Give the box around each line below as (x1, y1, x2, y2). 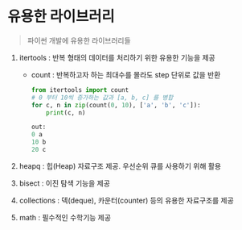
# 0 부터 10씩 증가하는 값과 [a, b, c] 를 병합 (31, 94, 174, 102)
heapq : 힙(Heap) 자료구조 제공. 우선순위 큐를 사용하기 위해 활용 (18, 161, 222, 170)
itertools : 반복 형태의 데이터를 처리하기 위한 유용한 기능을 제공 (18, 52, 216, 62)
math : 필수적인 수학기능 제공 (18, 212, 112, 222)
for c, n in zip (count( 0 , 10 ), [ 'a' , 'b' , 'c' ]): (31, 101, 202, 109)
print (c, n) (46, 108, 86, 117)
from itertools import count (31, 86, 129, 94)
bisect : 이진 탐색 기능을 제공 (18, 178, 110, 188)
